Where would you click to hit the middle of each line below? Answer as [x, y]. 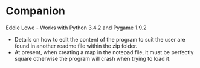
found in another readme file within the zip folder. [76, 46]
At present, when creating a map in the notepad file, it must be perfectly [104, 52]
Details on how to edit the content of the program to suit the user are [100, 39]
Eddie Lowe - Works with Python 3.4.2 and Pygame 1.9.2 [76, 28]
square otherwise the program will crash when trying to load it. [92, 58]
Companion [36, 11]
